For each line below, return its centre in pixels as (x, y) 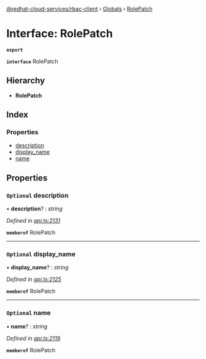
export (15, 50)
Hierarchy (26, 81)
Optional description (37, 195)
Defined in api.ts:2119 (33, 338)
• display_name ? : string (37, 268)
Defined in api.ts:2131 (33, 221)
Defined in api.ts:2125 (34, 279)
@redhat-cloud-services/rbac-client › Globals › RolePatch (79, 9)
